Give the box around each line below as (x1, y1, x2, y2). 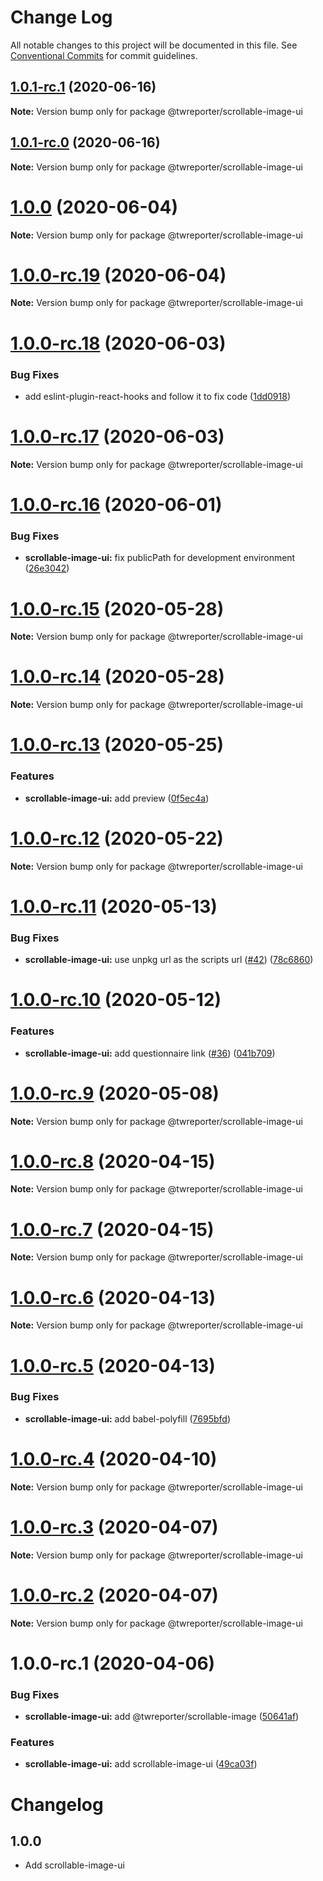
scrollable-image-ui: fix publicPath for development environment (24, 552, 296, 564)
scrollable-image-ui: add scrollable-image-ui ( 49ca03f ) (24, 1758, 258, 1770)
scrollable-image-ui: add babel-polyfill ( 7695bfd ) (24, 1412, 231, 1425)
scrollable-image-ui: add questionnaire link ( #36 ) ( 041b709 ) (24, 1047, 276, 1059)
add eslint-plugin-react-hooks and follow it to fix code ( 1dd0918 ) (24, 390, 292, 402)
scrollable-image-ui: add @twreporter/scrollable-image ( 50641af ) (24, 1711, 300, 1723)
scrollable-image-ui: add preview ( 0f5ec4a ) (24, 792, 210, 804)
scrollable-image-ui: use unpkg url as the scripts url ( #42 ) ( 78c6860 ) (24, 954, 314, 966)
